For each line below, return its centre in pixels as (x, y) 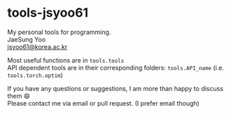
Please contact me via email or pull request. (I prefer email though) (103, 103)
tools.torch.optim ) (35, 75)
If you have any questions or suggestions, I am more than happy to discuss (115, 88)
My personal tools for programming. (59, 32)
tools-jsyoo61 (48, 13)
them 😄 (19, 96)
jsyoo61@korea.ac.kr (37, 47)
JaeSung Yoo (27, 39)
